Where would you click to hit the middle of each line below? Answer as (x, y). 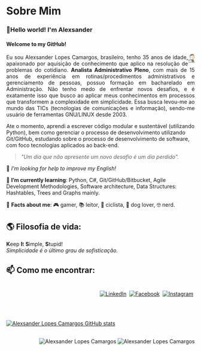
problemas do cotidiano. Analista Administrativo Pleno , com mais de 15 (100, 70)
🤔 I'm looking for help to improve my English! (61, 168)
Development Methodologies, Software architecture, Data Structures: (92, 186)
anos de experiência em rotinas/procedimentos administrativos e (100, 77)
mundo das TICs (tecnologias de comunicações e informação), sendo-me (100, 108)
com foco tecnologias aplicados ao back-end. (63, 146)
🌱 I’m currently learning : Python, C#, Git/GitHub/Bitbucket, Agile (86, 180)
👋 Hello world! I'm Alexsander (49, 30)
